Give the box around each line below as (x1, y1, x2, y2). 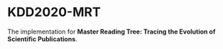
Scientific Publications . (7, 34, 78, 43)
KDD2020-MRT (7, 4, 101, 20)
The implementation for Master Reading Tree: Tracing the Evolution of (7, 27, 216, 36)
